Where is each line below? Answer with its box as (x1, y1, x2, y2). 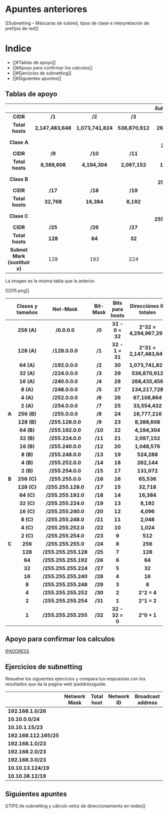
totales (139, 308, 156, 315)
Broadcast (134, 693, 160, 700)
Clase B (9, 175, 28, 182)
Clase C (9, 212, 28, 219)
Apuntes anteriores (5, 3, 87, 15)
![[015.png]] (5, 287, 29, 293)
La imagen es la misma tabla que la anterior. (5, 277, 96, 283)
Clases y (16, 302, 38, 309)
